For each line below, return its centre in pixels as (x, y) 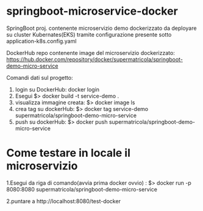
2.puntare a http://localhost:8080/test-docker (63, 201)
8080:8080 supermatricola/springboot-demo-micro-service (82, 189)
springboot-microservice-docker (92, 11)
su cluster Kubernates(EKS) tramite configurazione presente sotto (89, 34)
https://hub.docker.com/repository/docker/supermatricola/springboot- (94, 59)
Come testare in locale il (69, 153)
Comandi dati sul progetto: (40, 77)
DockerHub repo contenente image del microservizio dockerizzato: (91, 52)
